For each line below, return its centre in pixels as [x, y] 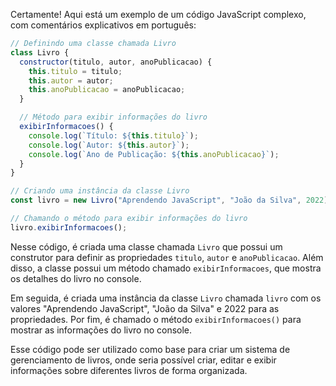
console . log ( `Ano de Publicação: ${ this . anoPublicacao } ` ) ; [154, 154]
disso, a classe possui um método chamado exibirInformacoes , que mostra [166, 268]
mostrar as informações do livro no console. [101, 330]
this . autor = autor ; [71, 80]
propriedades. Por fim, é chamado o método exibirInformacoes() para [156, 319]
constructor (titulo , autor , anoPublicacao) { [116, 62]
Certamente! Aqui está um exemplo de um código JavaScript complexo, [158, 14]
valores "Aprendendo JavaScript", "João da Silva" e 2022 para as [145, 308]
